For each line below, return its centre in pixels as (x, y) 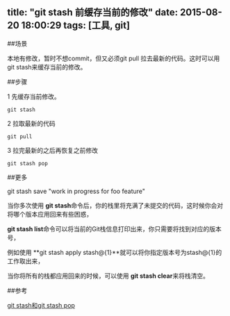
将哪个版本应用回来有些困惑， (50, 214)
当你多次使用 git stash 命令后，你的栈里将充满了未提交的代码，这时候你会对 (115, 205)
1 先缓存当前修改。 (34, 97)
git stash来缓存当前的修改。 (47, 67)
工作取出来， (25, 261)
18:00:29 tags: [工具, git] (76, 25)
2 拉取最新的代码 (31, 123)
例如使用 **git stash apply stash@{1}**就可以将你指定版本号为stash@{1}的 (115, 252)
